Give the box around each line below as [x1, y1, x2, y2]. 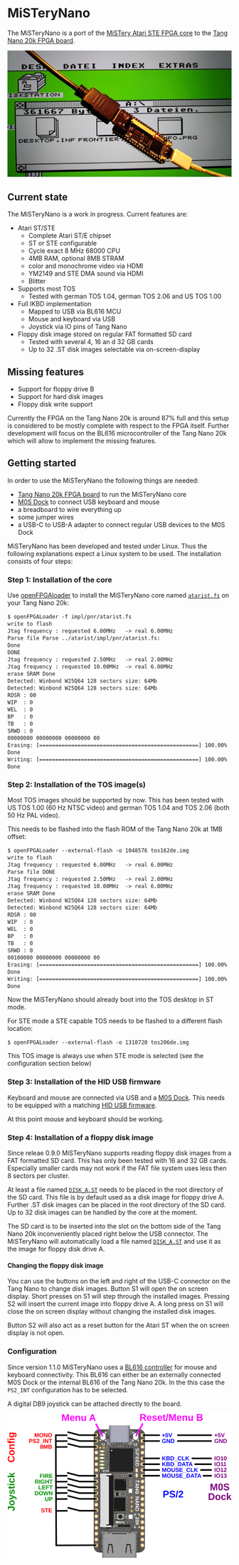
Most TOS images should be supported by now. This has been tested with [7, 796, 224, 805]
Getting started [7, 457, 77, 469]
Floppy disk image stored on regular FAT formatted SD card [17, 330, 192, 338]
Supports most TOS [17, 284, 76, 293]
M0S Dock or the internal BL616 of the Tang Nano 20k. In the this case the [7, 1378, 225, 1387]
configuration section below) [7, 1059, 92, 1068]
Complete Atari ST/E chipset [28, 231, 112, 240]
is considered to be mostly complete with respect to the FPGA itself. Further [7, 421, 230, 430]
